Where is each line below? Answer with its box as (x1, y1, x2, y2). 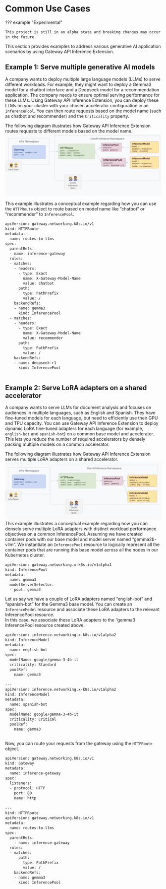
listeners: (9, 780, 32, 786)
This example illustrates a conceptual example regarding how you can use (5, 201, 157, 206)
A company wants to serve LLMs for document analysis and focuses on (5, 405, 152, 410)
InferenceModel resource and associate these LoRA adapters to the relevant (5, 606, 160, 612)
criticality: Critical (9, 717, 56, 722)
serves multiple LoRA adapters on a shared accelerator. (5, 456, 118, 462)
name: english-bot (9, 647, 48, 652)
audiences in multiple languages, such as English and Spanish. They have (5, 410, 156, 416)
